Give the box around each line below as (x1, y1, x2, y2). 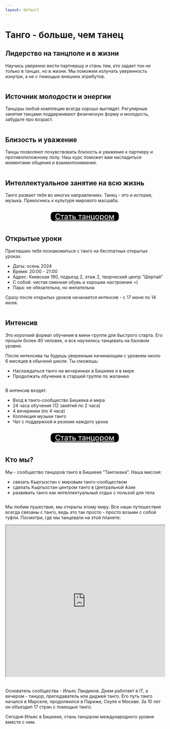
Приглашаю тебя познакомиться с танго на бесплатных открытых (5, 248, 148, 254)
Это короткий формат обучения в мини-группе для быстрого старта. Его (5, 332, 163, 338)
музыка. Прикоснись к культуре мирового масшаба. (5, 197, 119, 203)
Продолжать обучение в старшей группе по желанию (12, 373, 130, 379)
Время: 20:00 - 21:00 (12, 268, 58, 274)
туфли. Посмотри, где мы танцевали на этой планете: (5, 514, 121, 520)
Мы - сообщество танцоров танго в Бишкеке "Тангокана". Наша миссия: (5, 469, 162, 475)
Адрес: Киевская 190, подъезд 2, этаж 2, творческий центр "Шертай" (12, 274, 163, 280)
